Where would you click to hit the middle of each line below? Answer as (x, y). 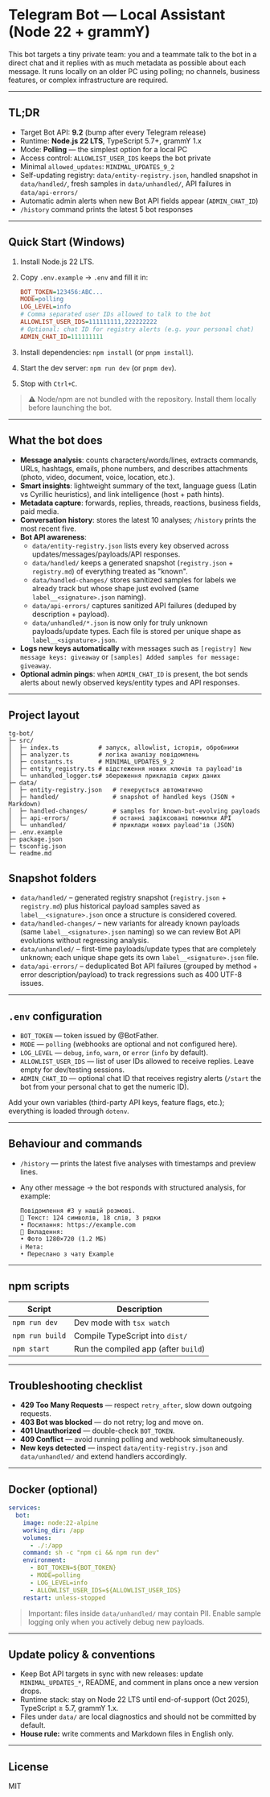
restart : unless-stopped (64, 1598)
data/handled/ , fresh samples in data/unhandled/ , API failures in (125, 184)
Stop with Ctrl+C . (49, 383)
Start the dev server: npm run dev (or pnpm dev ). (98, 367)
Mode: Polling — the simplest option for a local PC (103, 149)
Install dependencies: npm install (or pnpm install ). (107, 352)
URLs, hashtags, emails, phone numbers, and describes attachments (134, 468)
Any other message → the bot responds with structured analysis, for (133, 1187)
